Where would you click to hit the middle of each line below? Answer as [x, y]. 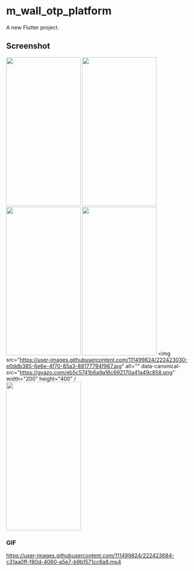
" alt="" [131, 366]
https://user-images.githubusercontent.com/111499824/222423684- [90, 556]
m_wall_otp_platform [59, 11]
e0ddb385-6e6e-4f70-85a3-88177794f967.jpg [64, 366]
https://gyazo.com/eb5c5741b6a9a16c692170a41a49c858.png [96, 372]
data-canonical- [161, 366]
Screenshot [28, 46]
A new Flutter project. [33, 27]
